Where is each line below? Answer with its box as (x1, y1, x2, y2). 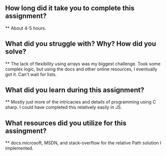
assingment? (5, 126, 46, 135)
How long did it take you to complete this (5, 4, 135, 12)
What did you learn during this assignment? (5, 86, 144, 94)
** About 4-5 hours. (5, 25, 46, 31)
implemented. (5, 145, 33, 151)
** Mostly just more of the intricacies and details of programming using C (5, 99, 156, 105)
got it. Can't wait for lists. (5, 71, 57, 77)
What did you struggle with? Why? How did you (5, 39, 156, 48)
